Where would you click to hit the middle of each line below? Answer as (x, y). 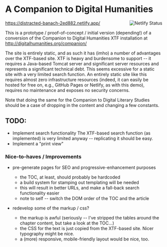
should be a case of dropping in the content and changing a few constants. (82, 105)
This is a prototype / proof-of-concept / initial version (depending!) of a (78, 32)
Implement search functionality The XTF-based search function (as (81, 133)
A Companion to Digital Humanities (79, 9)
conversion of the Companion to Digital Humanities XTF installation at (77, 38)
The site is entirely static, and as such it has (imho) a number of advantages (83, 53)
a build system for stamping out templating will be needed (80, 182)
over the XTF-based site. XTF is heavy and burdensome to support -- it (78, 58)
